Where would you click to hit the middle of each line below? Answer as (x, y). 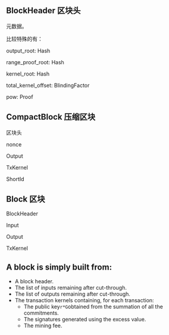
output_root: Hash (28, 51)
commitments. (41, 313)
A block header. (34, 281)
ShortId (15, 179)
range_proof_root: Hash (35, 62)
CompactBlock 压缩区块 (51, 117)
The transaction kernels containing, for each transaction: (84, 300)
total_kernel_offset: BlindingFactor (48, 85)
